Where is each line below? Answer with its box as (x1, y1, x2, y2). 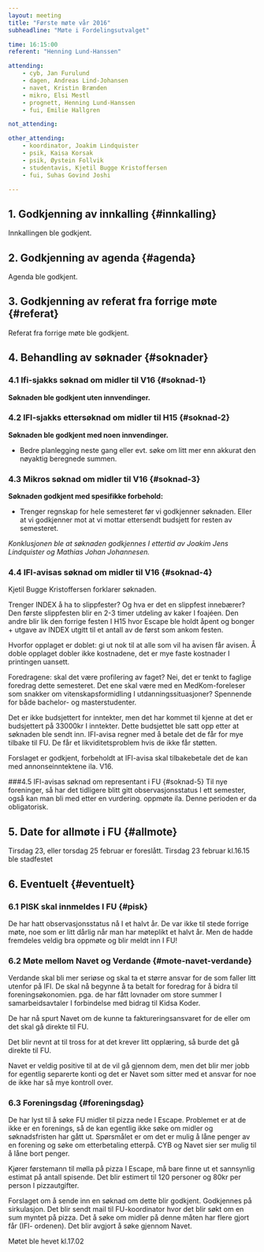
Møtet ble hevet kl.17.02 (8, 1236, 84, 1246)
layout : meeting (8, 11, 61, 20)
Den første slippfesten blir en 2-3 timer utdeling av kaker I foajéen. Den (8, 608, 239, 618)
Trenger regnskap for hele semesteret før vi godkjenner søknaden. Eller (19, 506, 252, 517)
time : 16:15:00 (8, 40, 58, 48)
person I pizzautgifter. (8, 1181, 80, 1190)
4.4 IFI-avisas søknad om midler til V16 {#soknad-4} (8, 567, 213, 578)
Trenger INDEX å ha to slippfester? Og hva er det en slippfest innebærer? (8, 600, 246, 610)
